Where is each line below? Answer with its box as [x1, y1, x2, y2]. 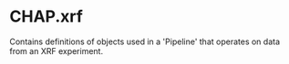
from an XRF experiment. [9, 45, 103, 56]
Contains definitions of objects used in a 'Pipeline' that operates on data [9, 36, 281, 47]
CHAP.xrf [9, 6, 84, 27]
